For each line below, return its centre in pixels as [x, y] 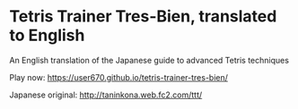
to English [47, 35]
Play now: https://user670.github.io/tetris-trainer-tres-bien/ [119, 77]
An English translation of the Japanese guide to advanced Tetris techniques [149, 60]
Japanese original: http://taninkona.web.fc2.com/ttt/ [106, 95]
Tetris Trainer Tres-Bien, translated [143, 17]
